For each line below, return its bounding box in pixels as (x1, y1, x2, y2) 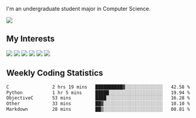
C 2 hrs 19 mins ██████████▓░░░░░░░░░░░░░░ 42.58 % (6, 84, 190, 90)
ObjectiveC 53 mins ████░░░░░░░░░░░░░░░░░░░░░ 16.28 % (6, 95, 190, 101)
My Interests (6, 34, 55, 44)
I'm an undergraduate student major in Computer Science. (6, 5, 151, 12)
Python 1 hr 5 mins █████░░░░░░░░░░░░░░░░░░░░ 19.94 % (6, 90, 190, 96)
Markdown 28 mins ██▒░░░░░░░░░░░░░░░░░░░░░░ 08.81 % (6, 107, 190, 113)
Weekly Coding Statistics (6, 68, 104, 78)
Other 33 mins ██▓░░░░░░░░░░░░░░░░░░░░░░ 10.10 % (6, 101, 190, 107)
